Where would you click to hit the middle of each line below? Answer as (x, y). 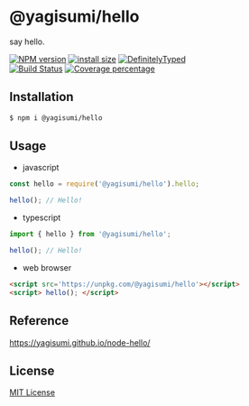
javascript (41, 168)
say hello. (27, 42)
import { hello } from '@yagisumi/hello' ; (90, 235)
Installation (41, 97)
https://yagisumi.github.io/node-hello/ (80, 342)
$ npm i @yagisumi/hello (56, 118)
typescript (41, 217)
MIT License (32, 392)
